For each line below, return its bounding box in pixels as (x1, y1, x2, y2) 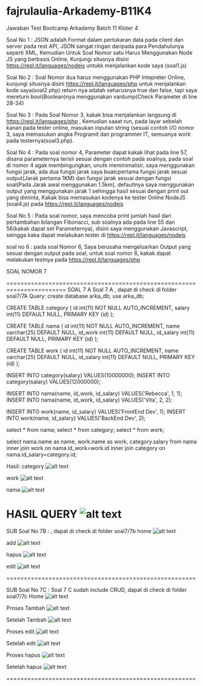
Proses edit (6, 628, 35, 635)
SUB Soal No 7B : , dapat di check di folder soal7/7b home (6, 527, 151, 534)
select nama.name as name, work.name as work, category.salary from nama (6, 438, 197, 445)
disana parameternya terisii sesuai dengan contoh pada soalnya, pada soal (6, 155, 193, 162)
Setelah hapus (6, 663, 42, 670)
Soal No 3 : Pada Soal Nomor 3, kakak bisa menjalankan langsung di (6, 111, 177, 118)
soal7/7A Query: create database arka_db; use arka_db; (6, 292, 145, 300)
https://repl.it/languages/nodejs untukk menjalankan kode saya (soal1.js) (6, 62, 187, 69)
